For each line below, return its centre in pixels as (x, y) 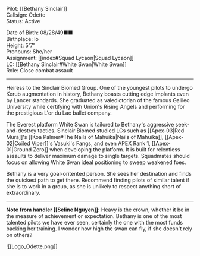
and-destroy (21, 131)
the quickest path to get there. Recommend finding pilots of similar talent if (98, 180)
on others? (19, 235)
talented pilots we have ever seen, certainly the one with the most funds (95, 222)
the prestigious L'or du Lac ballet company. (59, 113)
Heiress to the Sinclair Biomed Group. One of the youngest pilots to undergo (100, 88)
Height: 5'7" (21, 45)
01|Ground (19, 150)
